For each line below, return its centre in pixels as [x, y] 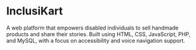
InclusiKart [35, 11]
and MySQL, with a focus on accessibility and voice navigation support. [96, 40]
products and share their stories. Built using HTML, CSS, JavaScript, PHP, [99, 34]
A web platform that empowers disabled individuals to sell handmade [93, 28]
